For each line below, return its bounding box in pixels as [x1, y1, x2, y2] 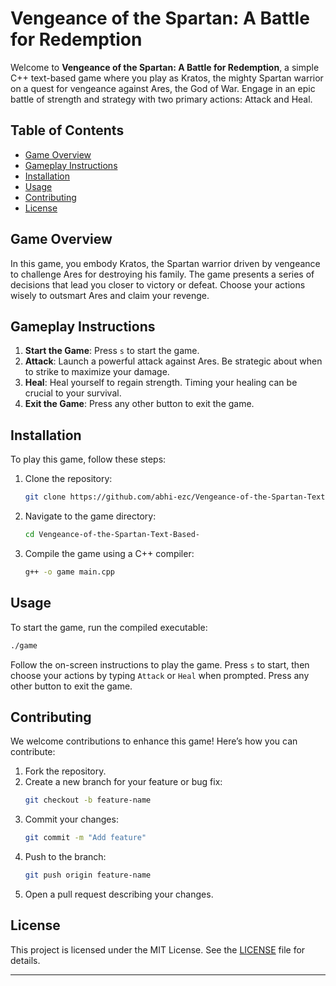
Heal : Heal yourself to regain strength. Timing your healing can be [24, 377, 298, 389]
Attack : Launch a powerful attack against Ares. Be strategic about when [24, 355, 323, 367]
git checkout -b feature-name [24, 795, 152, 806]
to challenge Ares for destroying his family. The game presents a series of [10, 268, 315, 280]
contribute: [10, 746, 56, 758]
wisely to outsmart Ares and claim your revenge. [10, 289, 210, 301]
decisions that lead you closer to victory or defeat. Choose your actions [10, 278, 306, 291]
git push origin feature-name [24, 870, 152, 881]
